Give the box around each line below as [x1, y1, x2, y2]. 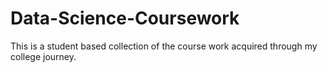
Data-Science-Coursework [10, 7, 240, 30]
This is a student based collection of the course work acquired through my [10, 40, 318, 52]
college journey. [10, 50, 77, 62]
